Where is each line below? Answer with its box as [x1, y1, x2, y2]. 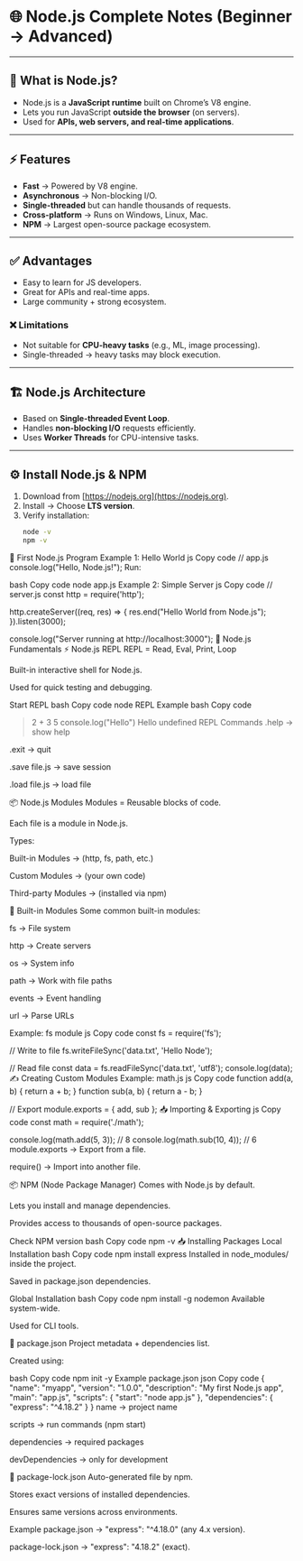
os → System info [9, 958, 75, 969]
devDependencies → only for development [9, 1455, 169, 1465]
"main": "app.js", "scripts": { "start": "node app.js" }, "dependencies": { [9, 1392, 273, 1403]
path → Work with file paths [9, 975, 113, 986]
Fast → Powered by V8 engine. [22, 180, 138, 191]
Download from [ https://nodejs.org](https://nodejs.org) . [22, 491, 229, 502]
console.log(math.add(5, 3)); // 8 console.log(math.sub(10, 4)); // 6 [9, 1134, 257, 1145]
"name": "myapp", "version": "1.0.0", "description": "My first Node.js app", [9, 1382, 284, 1393]
